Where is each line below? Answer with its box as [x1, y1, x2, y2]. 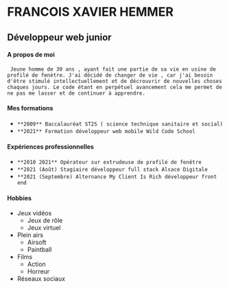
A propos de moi [7, 51, 55, 59]
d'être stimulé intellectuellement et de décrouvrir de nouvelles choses [7, 77, 223, 84]
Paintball [27, 245, 52, 254]
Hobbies [7, 193, 32, 202]
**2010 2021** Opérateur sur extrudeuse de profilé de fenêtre [16, 159, 202, 166]
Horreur [27, 267, 50, 276]
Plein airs [16, 231, 43, 239]
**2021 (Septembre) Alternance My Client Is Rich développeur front [16, 173, 217, 180]
